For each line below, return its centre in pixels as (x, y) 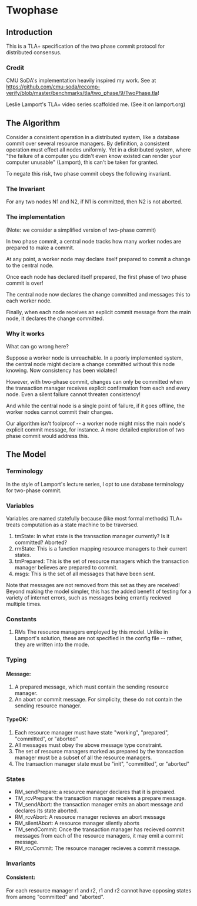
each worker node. (29, 301)
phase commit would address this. (48, 436)
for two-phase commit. (34, 490)
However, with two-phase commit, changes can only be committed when (95, 382)
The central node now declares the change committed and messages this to (98, 294)
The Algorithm (33, 123)
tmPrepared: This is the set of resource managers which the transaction (102, 561)
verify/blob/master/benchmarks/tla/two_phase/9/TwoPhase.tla (82, 93)
